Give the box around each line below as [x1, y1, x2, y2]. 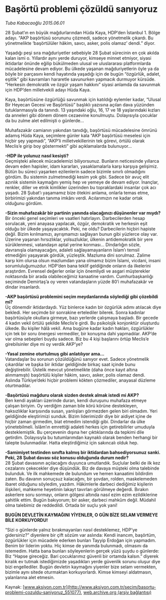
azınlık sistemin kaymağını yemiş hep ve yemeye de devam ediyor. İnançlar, [5, 179, 159, 185]
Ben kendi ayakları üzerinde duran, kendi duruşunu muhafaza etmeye [5, 397, 147, 403]
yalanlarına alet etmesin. [5, 574, 55, 580]
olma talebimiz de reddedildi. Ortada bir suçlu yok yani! [5, 502, 118, 508]
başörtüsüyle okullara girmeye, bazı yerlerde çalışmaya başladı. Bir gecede [5, 314, 159, 320]
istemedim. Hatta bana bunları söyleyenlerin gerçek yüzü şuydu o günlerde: [5, 548, 160, 554]
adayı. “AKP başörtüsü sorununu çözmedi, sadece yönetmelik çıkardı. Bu [5, 35, 154, 41]
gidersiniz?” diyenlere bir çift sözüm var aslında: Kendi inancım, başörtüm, [5, 532, 156, 538]
